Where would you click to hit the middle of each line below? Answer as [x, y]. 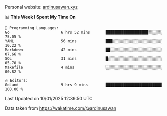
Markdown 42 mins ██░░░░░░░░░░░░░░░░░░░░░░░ [83, 50]
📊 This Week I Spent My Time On [40, 17]
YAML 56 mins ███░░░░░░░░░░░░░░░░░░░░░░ [83, 41]
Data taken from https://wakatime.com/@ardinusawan [61, 108]
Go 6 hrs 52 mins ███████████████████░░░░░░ [83, 32]
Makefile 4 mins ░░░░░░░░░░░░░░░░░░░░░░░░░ [83, 67]
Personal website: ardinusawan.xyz [42, 7]
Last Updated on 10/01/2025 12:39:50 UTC [49, 98]
